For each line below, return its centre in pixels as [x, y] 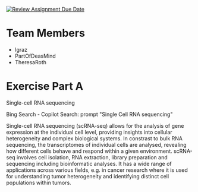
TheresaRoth [30, 62]
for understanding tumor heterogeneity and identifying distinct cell [88, 176]
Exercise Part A [45, 86]
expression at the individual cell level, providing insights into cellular [89, 132]
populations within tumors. [39, 182]
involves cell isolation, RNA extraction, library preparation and [92, 157]
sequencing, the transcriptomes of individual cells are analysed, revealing [96, 144]
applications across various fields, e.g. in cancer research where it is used [97, 170]
